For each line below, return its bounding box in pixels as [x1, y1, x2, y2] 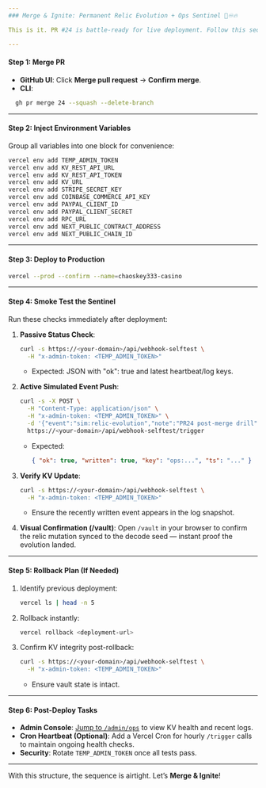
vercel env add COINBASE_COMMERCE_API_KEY [8, 193, 150, 201]
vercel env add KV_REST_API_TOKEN [8, 171, 123, 179]
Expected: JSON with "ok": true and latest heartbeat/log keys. [31, 366, 234, 377]
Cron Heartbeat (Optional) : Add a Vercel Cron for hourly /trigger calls [19, 731, 253, 741]
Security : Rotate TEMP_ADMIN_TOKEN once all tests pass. [19, 748, 197, 758]
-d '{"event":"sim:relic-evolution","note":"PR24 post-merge [27, 419, 234, 428]
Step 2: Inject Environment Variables [8, 124, 131, 133]
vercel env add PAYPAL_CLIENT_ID [8, 201, 119, 208]
